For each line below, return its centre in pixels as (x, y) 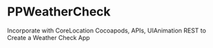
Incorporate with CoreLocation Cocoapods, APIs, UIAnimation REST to (106, 30)
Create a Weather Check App (49, 37)
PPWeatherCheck (59, 12)
